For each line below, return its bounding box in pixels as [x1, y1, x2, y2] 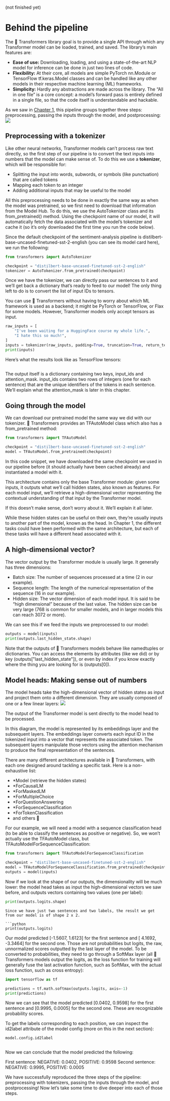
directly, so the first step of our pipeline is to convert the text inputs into [5, 150, 154, 156]
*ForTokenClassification [12, 810, 63, 816]
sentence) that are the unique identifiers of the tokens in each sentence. [5, 382, 156, 388]
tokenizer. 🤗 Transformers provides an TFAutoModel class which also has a [5, 420, 162, 427]
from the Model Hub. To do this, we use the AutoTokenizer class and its [5, 207, 154, 214]
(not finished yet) [5, 5, 41, 10]
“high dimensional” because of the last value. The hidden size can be [12, 601, 157, 607]
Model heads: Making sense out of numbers [5, 676, 147, 685]
